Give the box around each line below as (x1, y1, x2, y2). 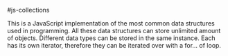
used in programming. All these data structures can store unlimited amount (7, 27, 221, 35)
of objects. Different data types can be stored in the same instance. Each (7, 34, 216, 42)
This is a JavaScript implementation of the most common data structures (7, 19, 215, 27)
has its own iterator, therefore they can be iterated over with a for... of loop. (7, 41, 222, 49)
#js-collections (7, 6, 50, 14)
